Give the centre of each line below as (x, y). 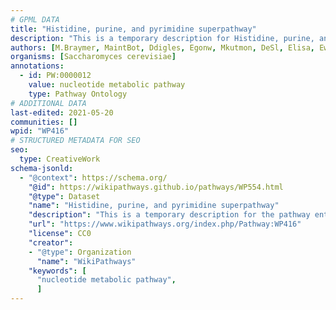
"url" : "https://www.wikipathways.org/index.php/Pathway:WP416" (165, 224)
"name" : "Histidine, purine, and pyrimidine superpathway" (154, 206)
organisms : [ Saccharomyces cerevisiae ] (93, 57)
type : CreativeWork (60, 159)
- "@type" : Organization (80, 252)
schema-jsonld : (42, 168)
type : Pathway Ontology (78, 94)
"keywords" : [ (57, 271)
